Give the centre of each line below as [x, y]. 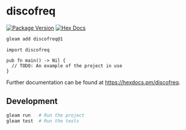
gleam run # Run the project [45, 115]
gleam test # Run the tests [43, 121]
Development [32, 101]
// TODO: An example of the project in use [67, 66]
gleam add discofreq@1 [35, 39]
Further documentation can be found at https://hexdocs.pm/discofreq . [93, 82]
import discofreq [28, 50]
